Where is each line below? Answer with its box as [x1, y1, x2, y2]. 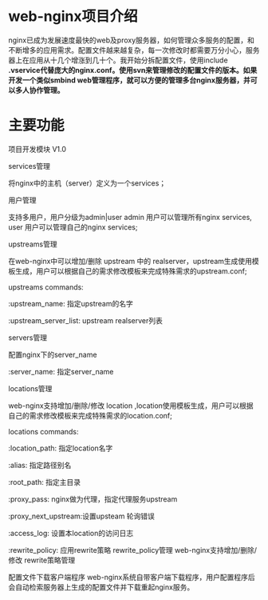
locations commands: [8, 426, 79, 436]
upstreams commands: [8, 282, 84, 292]
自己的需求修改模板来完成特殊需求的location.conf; [8, 410, 173, 420]
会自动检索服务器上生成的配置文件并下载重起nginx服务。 [8, 582, 195, 592]
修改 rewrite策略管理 [8, 555, 76, 565]
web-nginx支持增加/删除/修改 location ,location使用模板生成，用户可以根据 [8, 401, 254, 410]
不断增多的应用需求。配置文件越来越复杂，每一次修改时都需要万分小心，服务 [8, 45, 260, 54]
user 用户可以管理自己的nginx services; [8, 222, 138, 232]
